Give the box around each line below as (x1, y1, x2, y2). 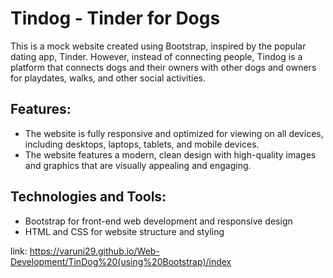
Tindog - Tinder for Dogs (10, 7, 221, 30)
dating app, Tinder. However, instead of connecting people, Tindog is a (10, 50, 303, 62)
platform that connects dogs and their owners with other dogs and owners (10, 61, 317, 73)
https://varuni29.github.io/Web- (29, 245, 160, 257)
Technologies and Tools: (10, 188, 167, 206)
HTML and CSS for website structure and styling (24, 225, 225, 237)
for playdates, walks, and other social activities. (10, 72, 207, 84)
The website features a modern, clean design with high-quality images (24, 148, 317, 161)
